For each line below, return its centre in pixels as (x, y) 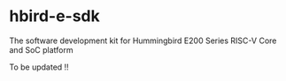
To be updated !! (39, 67)
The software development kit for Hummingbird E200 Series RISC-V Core (143, 40)
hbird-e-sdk (54, 16)
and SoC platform (41, 49)
